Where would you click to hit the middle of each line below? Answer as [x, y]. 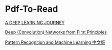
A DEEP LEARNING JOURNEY [35, 23]
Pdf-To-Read [32, 9]
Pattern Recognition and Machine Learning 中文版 [55, 42]
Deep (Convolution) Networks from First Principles [56, 32]
